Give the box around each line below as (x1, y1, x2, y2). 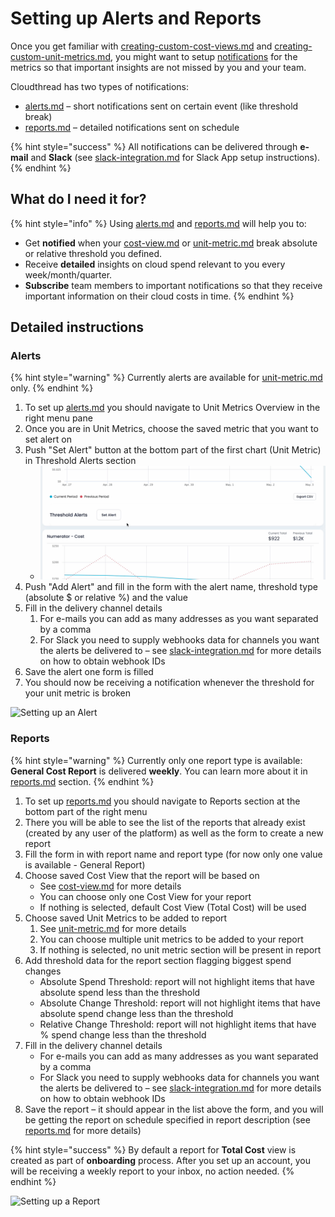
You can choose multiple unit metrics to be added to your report (39, 933, 304, 945)
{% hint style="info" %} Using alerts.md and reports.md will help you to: (10, 217, 307, 229)
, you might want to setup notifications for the (109, 50, 298, 62)
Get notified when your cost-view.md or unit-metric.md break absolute (24, 237, 318, 249)
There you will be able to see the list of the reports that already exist (24, 816, 306, 828)
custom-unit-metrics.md (10, 50, 111, 62)
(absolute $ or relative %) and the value (24, 592, 188, 604)
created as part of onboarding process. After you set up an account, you (10, 1154, 311, 1166)
